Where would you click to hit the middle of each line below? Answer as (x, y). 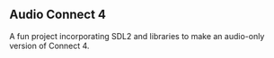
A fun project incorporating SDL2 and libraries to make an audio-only (137, 36)
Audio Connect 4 (57, 15)
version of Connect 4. (49, 46)
